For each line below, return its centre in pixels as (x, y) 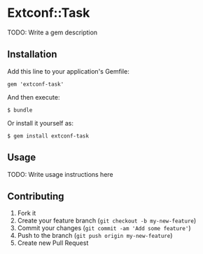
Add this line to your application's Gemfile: (68, 71)
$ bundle (20, 110)
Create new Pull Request (53, 243)
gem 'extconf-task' (36, 84)
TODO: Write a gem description (52, 32)
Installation (32, 54)
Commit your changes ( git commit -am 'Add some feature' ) (104, 228)
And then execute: (34, 97)
